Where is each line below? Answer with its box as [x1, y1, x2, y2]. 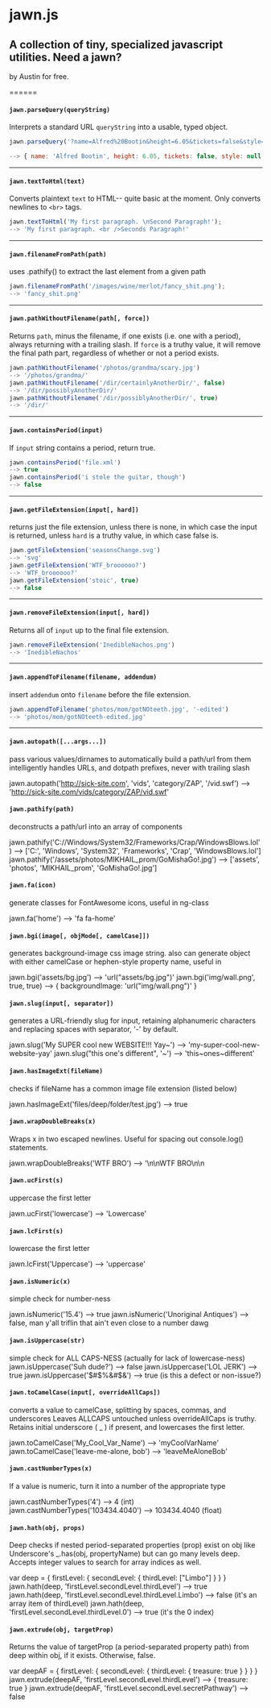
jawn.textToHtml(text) [9, 177, 85, 185]
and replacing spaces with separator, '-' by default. [9, 1024, 179, 1034]
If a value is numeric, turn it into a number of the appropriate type [9, 1482, 226, 1491]
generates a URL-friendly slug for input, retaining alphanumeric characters [9, 1016, 257, 1025]
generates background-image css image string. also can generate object [9, 949, 251, 958]
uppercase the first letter [9, 1193, 92, 1203]
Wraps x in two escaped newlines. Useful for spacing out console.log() [9, 1134, 244, 1144]
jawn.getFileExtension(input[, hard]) [9, 505, 139, 513]
